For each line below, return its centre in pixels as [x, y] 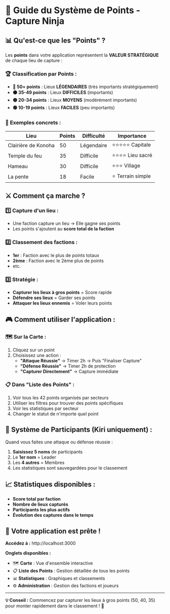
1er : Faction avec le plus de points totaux [56, 255]
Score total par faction [36, 499]
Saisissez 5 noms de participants [48, 452]
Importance [132, 136]
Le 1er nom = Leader [34, 457]
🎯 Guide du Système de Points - [73, 10]
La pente [18, 177]
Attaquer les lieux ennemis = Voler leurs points [62, 303]
